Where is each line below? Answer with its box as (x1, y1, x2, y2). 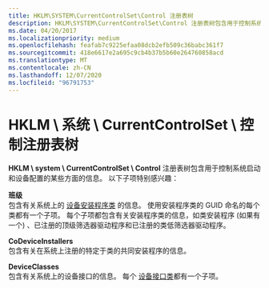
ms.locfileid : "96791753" (8, 78, 94, 86)
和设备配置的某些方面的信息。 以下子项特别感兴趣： (8, 174, 179, 183)
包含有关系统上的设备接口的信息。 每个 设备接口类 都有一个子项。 (8, 271, 223, 281)
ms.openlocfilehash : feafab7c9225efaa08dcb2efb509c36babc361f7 (8, 42, 224, 50)
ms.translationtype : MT (8, 57, 88, 65)
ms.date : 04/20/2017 (8, 26, 78, 34)
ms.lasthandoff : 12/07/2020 (8, 71, 102, 79)
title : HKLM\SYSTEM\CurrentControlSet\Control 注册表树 (8, 11, 194, 20)
